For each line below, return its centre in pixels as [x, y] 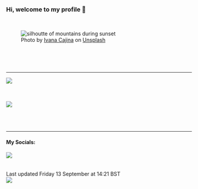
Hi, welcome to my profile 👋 [46, 9]
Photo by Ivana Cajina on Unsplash [63, 40]
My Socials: [21, 142]
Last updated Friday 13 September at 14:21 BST [63, 174]
